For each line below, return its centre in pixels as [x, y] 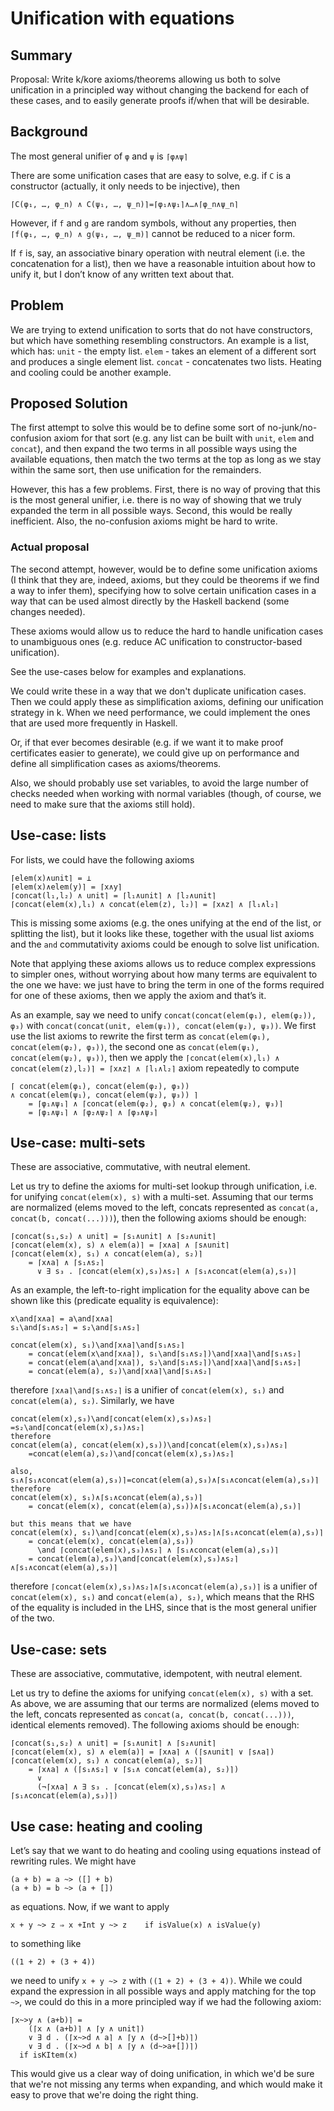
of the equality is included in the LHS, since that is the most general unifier [164, 1608]
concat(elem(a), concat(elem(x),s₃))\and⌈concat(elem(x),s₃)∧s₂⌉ [149, 1445]
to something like [46, 1943]
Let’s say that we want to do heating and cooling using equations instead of [166, 1850]
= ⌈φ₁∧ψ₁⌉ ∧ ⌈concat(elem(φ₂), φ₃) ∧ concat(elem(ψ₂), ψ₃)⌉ [156, 1103]
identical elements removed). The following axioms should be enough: [155, 1725]
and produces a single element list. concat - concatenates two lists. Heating [166, 361]
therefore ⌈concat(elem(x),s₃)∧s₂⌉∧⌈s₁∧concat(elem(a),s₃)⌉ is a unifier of [164, 1586]
